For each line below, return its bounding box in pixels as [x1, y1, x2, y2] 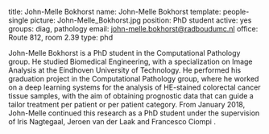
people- [222, 7, 250, 16]
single [8, 15, 29, 25]
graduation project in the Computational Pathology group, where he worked [8, 74, 259, 83]
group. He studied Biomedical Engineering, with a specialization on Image [8, 57, 253, 66]
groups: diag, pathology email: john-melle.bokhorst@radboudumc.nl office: [8, 24, 259, 33]
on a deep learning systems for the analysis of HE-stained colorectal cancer [8, 82, 261, 92]
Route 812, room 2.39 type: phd [8, 32, 114, 42]
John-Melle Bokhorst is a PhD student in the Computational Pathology [8, 48, 241, 57]
